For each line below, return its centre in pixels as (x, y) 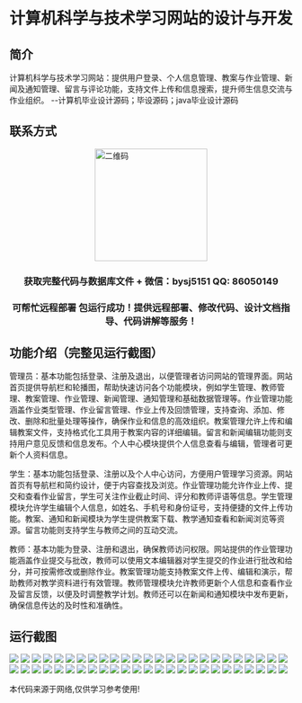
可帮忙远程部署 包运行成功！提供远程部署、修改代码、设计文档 (147, 307)
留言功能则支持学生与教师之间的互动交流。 (103, 530)
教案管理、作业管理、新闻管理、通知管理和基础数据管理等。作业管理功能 (159, 399)
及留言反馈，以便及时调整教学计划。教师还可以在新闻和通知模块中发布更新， (151, 594)
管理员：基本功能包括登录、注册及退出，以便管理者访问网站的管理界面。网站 (151, 376)
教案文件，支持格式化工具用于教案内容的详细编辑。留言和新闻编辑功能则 (151, 432)
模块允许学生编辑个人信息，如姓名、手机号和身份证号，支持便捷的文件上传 (147, 508)
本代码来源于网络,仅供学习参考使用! (75, 690)
